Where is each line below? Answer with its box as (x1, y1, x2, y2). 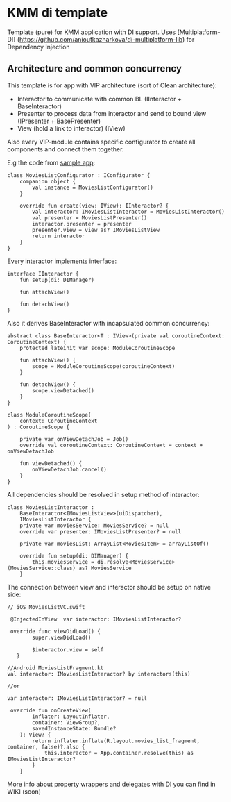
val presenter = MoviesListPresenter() (32, 214, 148, 222)
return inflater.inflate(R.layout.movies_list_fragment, (32, 737, 200, 744)
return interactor (32, 233, 85, 240)
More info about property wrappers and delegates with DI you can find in (7, 780, 216, 788)
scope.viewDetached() (32, 387, 95, 394)
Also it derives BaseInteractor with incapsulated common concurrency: (7, 319, 210, 327)
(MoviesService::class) (7, 565, 76, 571)
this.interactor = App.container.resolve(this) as (44, 749, 194, 756)
